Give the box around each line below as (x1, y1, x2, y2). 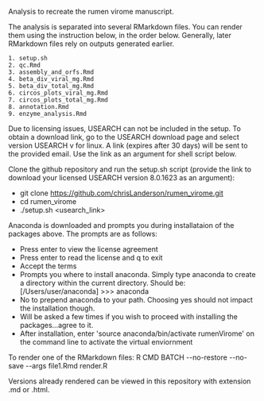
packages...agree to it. (19, 321, 94, 330)
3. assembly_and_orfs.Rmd (8, 68, 94, 76)
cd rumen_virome (19, 197, 77, 206)
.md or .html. (8, 385, 50, 394)
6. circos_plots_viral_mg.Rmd (8, 89, 109, 97)
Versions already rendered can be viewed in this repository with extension (8, 376, 251, 386)
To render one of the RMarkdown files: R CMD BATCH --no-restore (8, 353, 228, 362)
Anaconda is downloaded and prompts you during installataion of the (8, 221, 235, 229)
